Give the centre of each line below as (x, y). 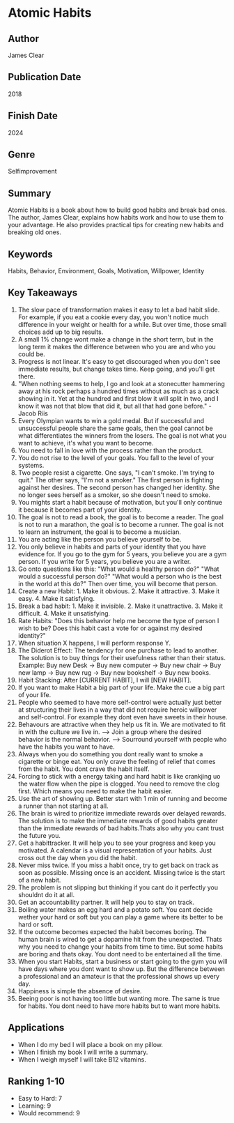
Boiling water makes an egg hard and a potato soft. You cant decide (115, 909)
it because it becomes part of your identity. (80, 510)
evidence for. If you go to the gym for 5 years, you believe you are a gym (122, 554)
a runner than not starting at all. (63, 806)
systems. (31, 465)
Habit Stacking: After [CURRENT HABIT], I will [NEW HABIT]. (105, 680)
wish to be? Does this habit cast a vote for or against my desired (110, 628)
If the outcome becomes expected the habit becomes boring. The (112, 931)
